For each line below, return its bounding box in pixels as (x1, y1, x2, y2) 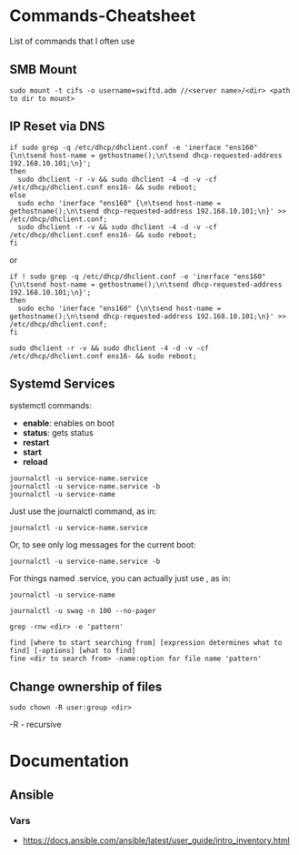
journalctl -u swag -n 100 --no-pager (9, 607, 156, 616)
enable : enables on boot (22, 417, 115, 428)
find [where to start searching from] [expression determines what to (9, 639, 283, 648)
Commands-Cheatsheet (9, 5, 196, 26)
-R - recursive (9, 719, 62, 730)
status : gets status (22, 427, 94, 438)
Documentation (9, 751, 130, 771)
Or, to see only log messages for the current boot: (9, 539, 196, 550)
